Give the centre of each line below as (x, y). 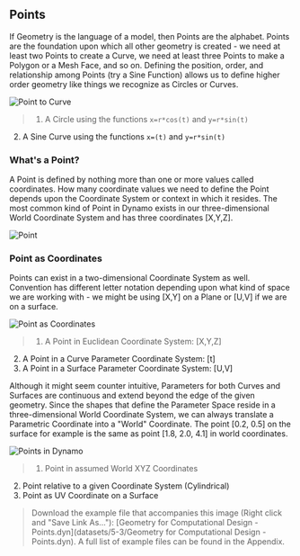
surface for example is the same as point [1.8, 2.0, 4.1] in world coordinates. (149, 434)
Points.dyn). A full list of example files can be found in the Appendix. (158, 542)
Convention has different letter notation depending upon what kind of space (150, 288)
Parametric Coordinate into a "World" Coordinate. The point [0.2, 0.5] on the (150, 424)
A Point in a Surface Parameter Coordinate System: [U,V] (128, 369)
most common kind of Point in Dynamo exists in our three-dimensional (139, 208)
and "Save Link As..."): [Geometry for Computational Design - (145, 523)
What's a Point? (44, 159)
